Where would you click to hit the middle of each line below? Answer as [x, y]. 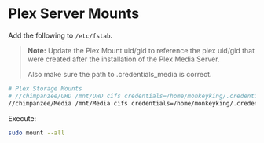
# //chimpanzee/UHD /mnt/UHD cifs [65, 96]
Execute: [22, 118]
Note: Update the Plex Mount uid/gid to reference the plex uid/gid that [141, 50]
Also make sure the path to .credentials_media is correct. [119, 74]
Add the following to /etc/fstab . [60, 35]
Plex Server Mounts [74, 14]
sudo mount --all [37, 133]
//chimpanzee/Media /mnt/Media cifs [68, 103]
